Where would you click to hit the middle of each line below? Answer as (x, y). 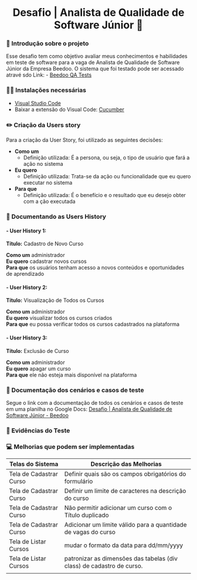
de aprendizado (25, 274)
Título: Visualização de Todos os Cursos (55, 301)
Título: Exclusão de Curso (38, 351)
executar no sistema (48, 183)
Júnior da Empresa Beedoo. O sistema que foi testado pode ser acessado (95, 69)
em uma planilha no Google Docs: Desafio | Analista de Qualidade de (89, 409)
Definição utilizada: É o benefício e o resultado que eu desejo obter (105, 195)
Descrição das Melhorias (126, 464)
